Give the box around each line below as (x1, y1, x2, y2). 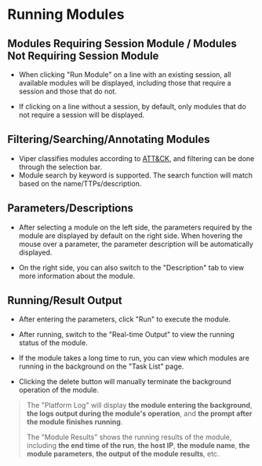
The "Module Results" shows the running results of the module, (26, 432, 232, 442)
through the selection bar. (18, 162, 103, 171)
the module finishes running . (26, 417, 123, 427)
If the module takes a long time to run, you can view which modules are (18, 354, 250, 363)
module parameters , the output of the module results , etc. (26, 449, 220, 459)
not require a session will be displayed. (18, 110, 145, 119)
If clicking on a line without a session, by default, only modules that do (18, 102, 246, 111)
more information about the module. (18, 271, 136, 281)
